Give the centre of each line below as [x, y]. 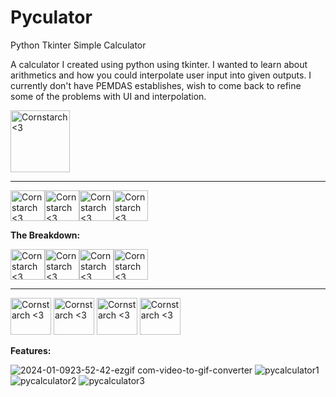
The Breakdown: [45, 235]
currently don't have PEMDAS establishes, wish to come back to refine [156, 85]
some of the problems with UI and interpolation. [108, 96]
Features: [31, 350]
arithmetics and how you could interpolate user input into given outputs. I [161, 75]
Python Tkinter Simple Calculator [78, 45]
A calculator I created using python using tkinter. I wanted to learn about [159, 64]
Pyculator [51, 17]
